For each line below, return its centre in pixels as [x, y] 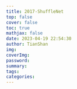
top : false [19, 17]
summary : [17, 66]
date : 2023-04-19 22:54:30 [39, 39]
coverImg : [18, 55]
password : [18, 60]
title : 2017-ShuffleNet [35, 11]
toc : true [18, 28]
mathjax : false [24, 33]
